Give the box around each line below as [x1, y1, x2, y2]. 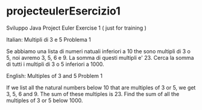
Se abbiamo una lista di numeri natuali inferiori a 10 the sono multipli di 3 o [6, 47, 191, 55]
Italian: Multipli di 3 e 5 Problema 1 [6, 36, 92, 43]
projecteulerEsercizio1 [6, 4, 121, 18]
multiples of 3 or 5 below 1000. [6, 97, 83, 104]
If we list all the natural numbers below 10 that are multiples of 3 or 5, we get [6, 83, 196, 91]
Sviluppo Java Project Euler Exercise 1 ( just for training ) [6, 24, 147, 31]
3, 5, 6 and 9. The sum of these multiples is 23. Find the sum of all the [6, 90, 180, 97]
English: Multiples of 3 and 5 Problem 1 [6, 72, 103, 79]
